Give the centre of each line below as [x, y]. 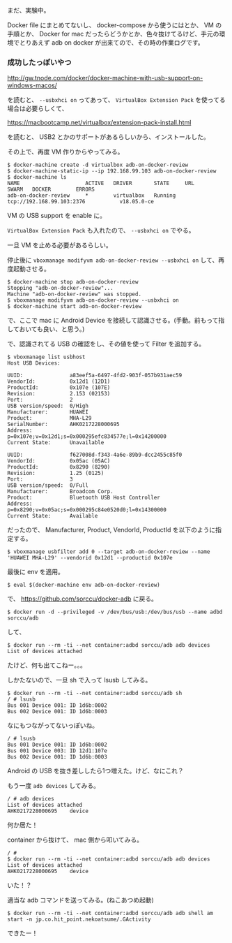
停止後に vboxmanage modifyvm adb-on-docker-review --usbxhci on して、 [113, 260]
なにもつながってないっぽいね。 [53, 726]
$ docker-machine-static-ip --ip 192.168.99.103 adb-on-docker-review [112, 171]
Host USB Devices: [34, 363]
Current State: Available [53, 516]
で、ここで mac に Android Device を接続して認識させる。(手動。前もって [113, 321]
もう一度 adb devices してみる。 [53, 786]
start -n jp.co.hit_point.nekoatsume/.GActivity [79, 920]
